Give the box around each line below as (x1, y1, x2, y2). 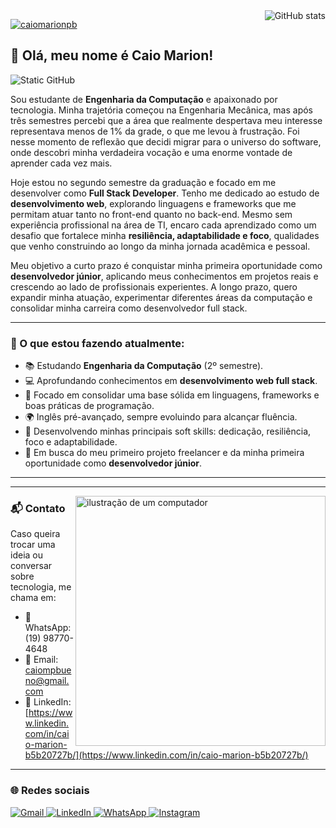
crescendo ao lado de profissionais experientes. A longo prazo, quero (10, 280, 298, 293)
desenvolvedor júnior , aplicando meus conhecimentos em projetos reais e (10, 270, 319, 282)
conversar (10, 560, 53, 572)
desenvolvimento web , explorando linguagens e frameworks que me (10, 197, 297, 209)
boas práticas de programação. (24, 400, 155, 412)
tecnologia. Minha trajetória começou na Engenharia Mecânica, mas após (10, 104, 313, 116)
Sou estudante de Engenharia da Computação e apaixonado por (10, 93, 278, 105)
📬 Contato (10, 502, 66, 516)
